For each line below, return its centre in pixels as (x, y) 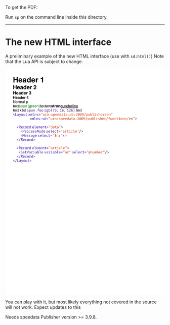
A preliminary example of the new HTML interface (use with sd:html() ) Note (85, 56)
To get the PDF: (22, 7)
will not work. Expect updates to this (43, 307)
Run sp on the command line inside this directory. (56, 17)
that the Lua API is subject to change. (44, 61)
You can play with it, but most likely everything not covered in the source (81, 302)
